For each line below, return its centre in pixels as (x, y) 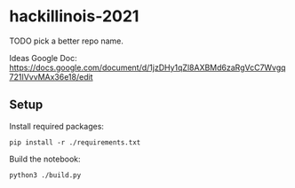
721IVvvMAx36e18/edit (51, 76)
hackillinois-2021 (74, 16)
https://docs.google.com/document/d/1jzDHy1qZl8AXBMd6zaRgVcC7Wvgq (147, 67)
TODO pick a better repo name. (67, 41)
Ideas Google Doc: (43, 58)
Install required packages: (57, 126)
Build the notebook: (45, 159)
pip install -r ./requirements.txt (75, 142)
